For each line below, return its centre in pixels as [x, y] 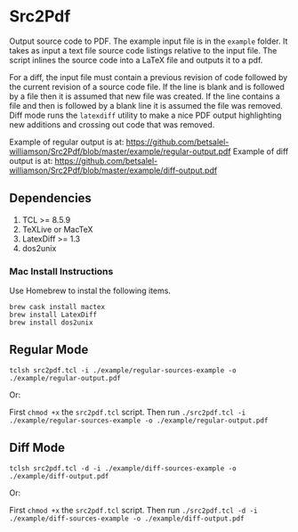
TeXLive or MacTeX [57, 229]
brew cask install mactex [57, 307]
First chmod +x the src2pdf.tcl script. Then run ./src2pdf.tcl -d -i [133, 510]
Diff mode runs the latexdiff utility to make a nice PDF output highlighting [145, 115]
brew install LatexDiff [53, 315]
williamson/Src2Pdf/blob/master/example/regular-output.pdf [120, 151]
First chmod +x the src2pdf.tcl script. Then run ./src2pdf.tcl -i [128, 412]
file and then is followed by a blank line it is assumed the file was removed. [146, 105]
